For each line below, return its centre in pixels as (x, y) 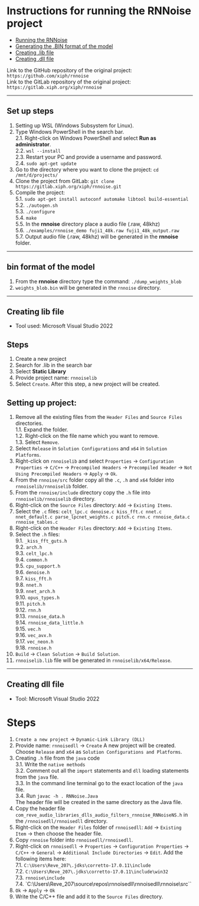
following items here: (41, 859)
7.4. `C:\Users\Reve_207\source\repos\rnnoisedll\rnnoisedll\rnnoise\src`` (103, 883)
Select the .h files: (37, 534)
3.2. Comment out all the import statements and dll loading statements (102, 770)
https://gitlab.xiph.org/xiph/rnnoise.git (68, 187)
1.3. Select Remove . (37, 442)
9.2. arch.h (29, 547)
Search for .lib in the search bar (54, 365)
